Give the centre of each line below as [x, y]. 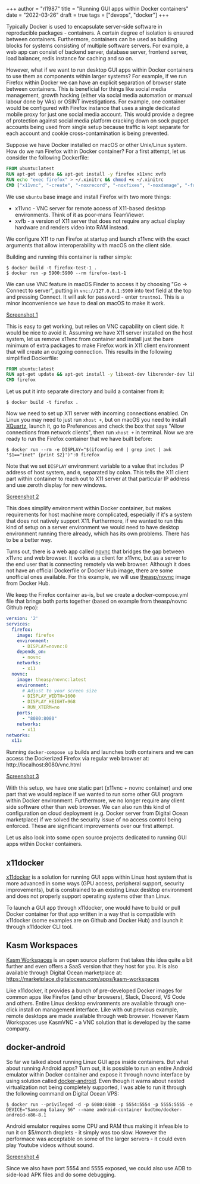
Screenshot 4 [23, 1157]
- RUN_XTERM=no [41, 707]
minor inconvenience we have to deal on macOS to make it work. [86, 303]
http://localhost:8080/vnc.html [44, 765]
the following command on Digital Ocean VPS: [62, 1093]
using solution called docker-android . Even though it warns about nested [95, 1081]
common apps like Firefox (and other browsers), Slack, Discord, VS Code [96, 996]
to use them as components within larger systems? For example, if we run [97, 76]
